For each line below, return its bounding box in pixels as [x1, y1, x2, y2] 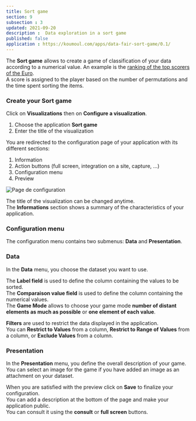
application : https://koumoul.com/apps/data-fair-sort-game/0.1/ [6, 42, 171, 47]
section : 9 [6, 14, 33, 20]
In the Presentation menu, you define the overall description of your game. [6, 360, 187, 367]
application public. [6, 402, 51, 409]
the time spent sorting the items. [6, 82, 84, 89]
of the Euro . [6, 70, 34, 77]
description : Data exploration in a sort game [6, 30, 127, 36]
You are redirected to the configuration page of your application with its [6, 139, 178, 146]
